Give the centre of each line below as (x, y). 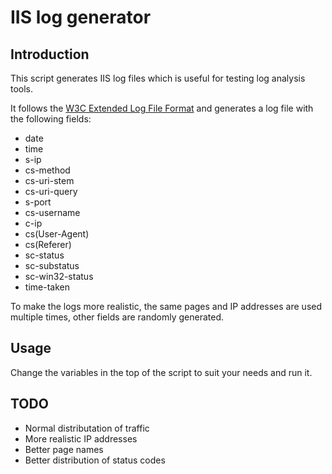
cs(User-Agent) (57, 234)
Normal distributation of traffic (87, 428)
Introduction (50, 54)
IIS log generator (81, 17)
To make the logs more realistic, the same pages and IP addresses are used (166, 306)
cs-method (47, 170)
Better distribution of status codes (95, 460)
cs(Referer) (48, 244)
